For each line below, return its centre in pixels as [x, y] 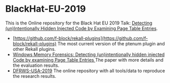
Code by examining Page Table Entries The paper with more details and [88, 60]
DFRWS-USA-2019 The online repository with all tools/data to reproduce [89, 71]
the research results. [34, 76]
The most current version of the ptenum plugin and [111, 43]
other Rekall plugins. [34, 49]
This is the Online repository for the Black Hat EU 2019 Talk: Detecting [79, 23]
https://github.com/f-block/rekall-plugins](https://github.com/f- [81, 38]
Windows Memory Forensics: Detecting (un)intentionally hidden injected [89, 54]
